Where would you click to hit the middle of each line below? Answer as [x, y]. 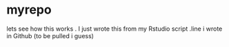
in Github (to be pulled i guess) [50, 35]
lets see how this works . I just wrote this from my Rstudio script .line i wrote [114, 29]
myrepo [29, 10]
